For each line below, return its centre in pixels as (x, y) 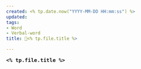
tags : (13, 22)
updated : (17, 17)
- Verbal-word (23, 33)
